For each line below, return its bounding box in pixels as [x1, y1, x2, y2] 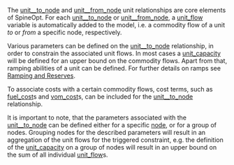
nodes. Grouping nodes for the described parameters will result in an [7, 129, 206, 136]
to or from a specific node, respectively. [7, 28, 122, 36]
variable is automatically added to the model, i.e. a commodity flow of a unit [7, 21, 226, 29]
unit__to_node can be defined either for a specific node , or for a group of [7, 121, 217, 129]
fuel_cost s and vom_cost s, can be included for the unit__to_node [7, 92, 193, 101]
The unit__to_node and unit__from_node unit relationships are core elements [7, 6, 226, 14]
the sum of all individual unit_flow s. [7, 150, 108, 159]
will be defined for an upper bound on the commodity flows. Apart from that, [7, 57, 228, 65]
